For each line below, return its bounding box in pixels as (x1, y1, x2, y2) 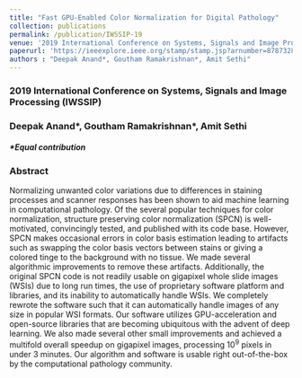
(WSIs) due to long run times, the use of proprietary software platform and (9, 280, 285, 292)
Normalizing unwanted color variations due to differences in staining (9, 185, 262, 196)
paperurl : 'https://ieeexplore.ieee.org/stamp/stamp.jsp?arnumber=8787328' (9, 47, 299, 56)
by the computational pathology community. (9, 358, 173, 369)
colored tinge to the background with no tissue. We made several (9, 252, 251, 263)
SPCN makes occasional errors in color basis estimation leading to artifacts (9, 233, 289, 243)
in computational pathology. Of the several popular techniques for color (9, 204, 274, 215)
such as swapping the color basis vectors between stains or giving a (9, 242, 263, 253)
